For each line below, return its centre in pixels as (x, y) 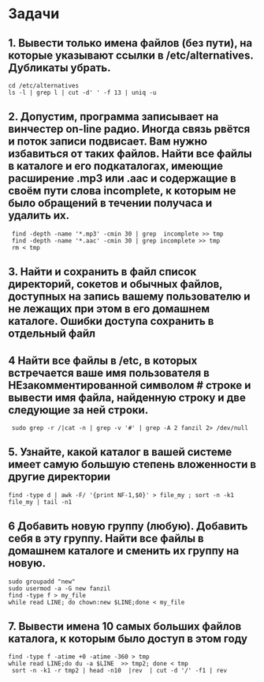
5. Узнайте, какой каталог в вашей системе (120, 452)
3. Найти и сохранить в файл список (102, 272)
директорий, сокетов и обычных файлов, (115, 284)
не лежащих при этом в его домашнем (109, 309)
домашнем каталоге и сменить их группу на (124, 551)
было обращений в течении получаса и (110, 203)
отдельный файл (52, 334)
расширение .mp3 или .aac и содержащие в (122, 179)
